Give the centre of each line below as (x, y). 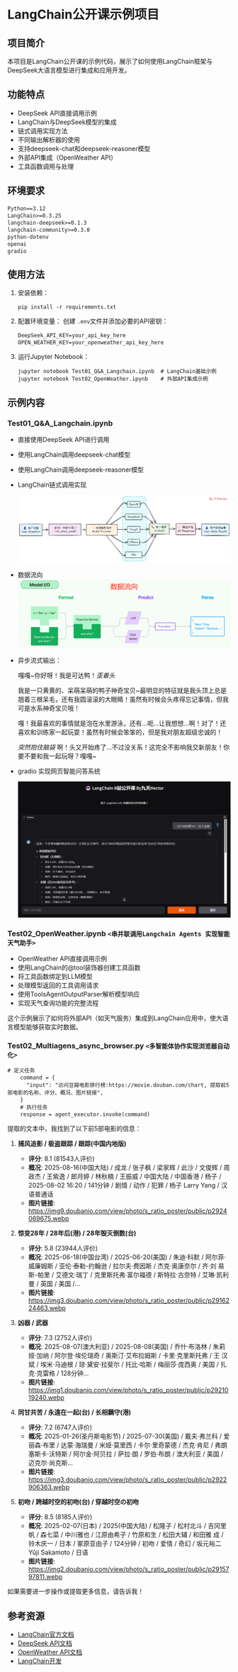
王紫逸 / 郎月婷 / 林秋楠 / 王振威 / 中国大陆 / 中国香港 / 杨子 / (134, 1177)
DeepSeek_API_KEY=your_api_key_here (72, 336)
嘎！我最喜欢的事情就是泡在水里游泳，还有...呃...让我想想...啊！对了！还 (122, 724)
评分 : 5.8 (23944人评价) (63, 1249)
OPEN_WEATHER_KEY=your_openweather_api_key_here (91, 343)
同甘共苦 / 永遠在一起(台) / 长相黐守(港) (74, 1412)
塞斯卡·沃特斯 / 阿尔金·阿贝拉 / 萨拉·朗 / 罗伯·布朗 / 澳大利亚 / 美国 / (126, 1454)
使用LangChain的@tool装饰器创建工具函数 (79, 968)
